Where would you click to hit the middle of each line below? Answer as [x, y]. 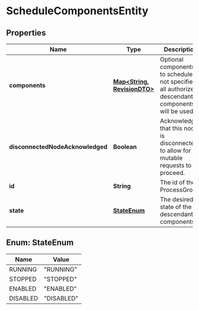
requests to [176, 165]
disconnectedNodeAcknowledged [58, 147]
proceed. [172, 173]
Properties [26, 33]
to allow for [175, 151]
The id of [172, 182]
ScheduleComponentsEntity [77, 11]
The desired [176, 199]
